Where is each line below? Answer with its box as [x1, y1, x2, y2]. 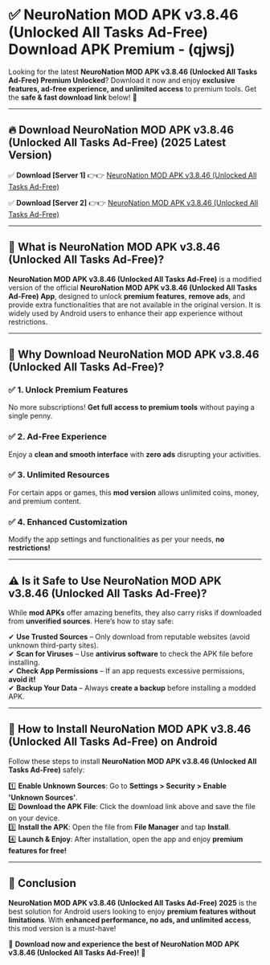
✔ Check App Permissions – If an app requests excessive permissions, [8, 665, 245, 676]
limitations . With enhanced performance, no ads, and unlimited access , [8, 914, 252, 925]
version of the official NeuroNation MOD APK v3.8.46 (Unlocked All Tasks [8, 283, 257, 292]
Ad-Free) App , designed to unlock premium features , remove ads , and [8, 291, 246, 301]
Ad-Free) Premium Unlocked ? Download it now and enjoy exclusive [8, 75, 235, 85]
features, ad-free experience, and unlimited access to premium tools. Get [8, 84, 257, 93]
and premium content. [8, 496, 82, 505]
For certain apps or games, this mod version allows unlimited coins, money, [8, 488, 260, 497]
